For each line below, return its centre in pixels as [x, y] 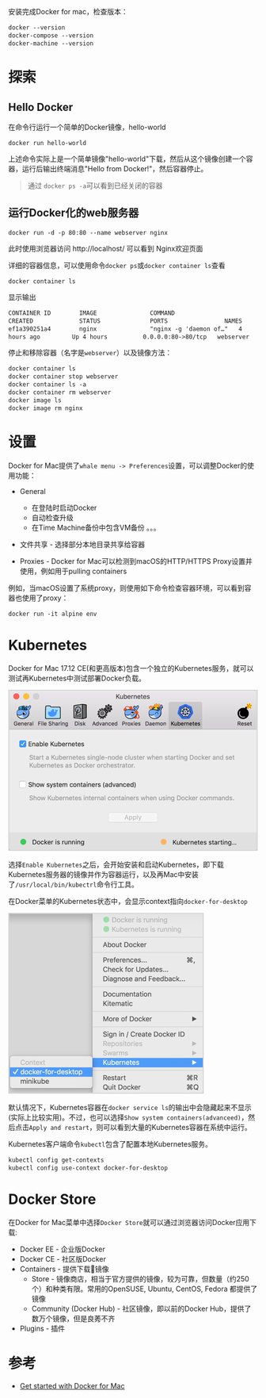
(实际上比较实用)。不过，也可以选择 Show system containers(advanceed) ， [128, 1117]
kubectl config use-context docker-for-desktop [88, 1168]
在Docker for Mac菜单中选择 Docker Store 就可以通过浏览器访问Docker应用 [129, 1222]
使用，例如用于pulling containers [73, 571]
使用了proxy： [45, 598]
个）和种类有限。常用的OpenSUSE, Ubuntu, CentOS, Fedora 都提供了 [144, 1289]
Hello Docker [41, 107]
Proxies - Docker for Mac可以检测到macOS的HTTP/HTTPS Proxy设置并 [136, 561]
